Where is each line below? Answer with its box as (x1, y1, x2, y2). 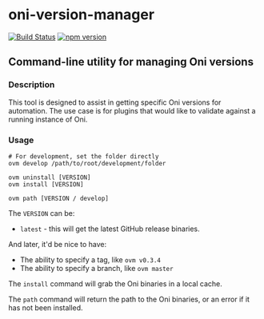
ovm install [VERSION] (8, 180, 84, 189)
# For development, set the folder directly (8, 152, 159, 161)
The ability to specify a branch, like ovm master (19, 263, 174, 273)
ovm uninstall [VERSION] (8, 173, 91, 181)
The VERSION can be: (8, 208, 75, 217)
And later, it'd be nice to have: (8, 239, 107, 249)
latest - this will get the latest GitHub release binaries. (19, 224, 200, 233)
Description (8, 79, 55, 90)
